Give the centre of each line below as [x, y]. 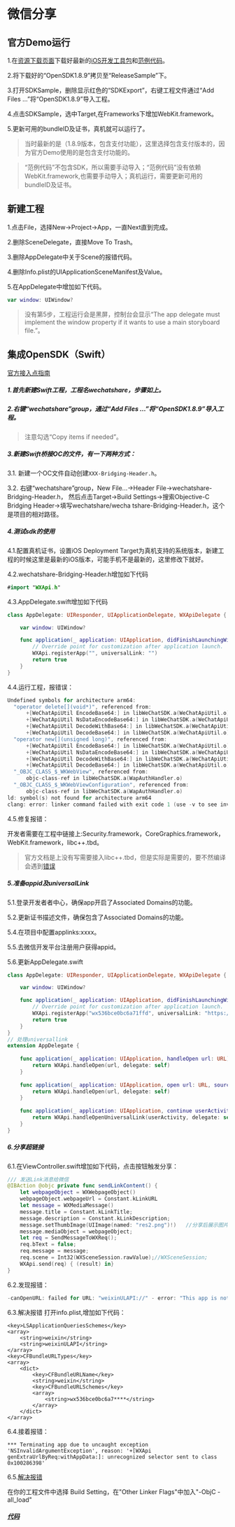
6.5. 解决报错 [25, 1477]
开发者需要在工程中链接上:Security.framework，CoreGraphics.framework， [116, 833]
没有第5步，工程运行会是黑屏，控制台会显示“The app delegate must [122, 314]
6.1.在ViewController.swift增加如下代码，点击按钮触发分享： [93, 1166]
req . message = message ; [55, 1251]
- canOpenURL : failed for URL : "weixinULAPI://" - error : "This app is [112, 1298]
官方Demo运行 [39, 42]
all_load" [20, 1500]
